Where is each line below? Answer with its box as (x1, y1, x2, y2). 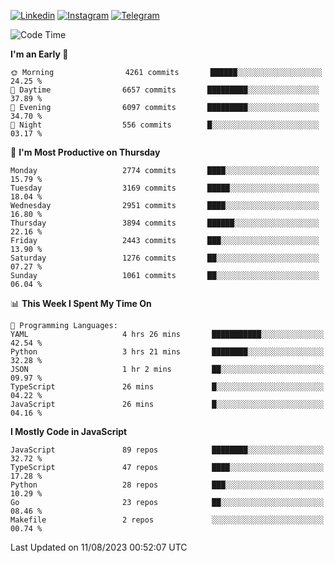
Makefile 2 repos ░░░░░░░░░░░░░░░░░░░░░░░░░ (10, 515, 325, 525)
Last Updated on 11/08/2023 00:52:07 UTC (10, 541, 188, 553)
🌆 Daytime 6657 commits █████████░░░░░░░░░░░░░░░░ (10, 85, 320, 95)
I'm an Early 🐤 (10, 48, 69, 60)
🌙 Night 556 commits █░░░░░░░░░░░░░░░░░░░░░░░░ (10, 120, 320, 130)
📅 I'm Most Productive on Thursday (10, 146, 161, 158)
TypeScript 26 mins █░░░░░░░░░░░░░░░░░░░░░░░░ (10, 382, 325, 392)
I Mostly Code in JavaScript (10, 426, 128, 437)
